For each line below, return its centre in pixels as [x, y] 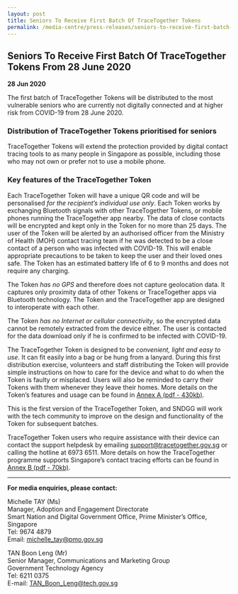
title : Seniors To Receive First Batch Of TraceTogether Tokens [104, 21]
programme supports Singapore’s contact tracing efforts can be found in [113, 460]
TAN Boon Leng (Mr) [38, 553]
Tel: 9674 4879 [29, 532]
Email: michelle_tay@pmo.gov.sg [55, 539]
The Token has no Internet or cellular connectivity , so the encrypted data [114, 320]
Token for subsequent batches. [53, 423]
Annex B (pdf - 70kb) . [39, 467]
